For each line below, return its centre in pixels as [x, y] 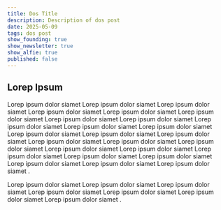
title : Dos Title [33, 14]
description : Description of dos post [64, 20]
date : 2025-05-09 [33, 27]
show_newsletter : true [40, 46]
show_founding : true [37, 40]
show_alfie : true [33, 53]
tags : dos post [29, 33]
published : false [33, 59]
